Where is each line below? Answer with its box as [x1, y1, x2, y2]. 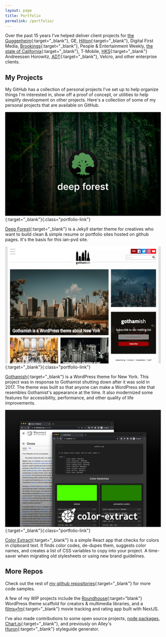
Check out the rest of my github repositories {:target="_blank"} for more [5, 580, 151, 586]
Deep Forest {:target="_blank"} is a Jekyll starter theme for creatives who [5, 226, 154, 232]
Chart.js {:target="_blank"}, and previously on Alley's [5, 621, 112, 627]
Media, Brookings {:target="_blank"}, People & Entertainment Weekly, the [5, 43, 153, 49]
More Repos [5, 567, 43, 576]
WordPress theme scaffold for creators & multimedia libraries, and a [5, 600, 143, 606]
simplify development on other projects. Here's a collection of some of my [5, 97, 156, 103]
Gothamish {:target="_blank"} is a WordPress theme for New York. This [5, 373, 149, 379]
